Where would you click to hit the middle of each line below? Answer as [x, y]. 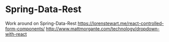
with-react [16, 34]
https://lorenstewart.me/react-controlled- [121, 23]
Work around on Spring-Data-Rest [41, 23]
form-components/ [25, 28]
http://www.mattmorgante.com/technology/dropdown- [103, 28]
